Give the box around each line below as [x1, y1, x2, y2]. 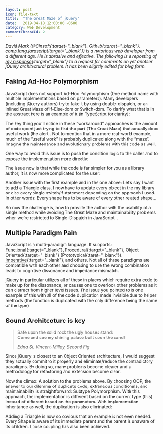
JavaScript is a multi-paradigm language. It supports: [5, 241, 112, 247]
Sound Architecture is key [5, 317, 86, 325]
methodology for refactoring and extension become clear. [5, 369, 121, 375]
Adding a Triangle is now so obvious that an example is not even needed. [5, 413, 152, 419]
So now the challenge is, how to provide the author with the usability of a [5, 204, 151, 210]
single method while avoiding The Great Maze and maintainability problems [5, 209, 156, 215]
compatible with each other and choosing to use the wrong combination [5, 262, 149, 268]
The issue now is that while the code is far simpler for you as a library [5, 165, 145, 171]
